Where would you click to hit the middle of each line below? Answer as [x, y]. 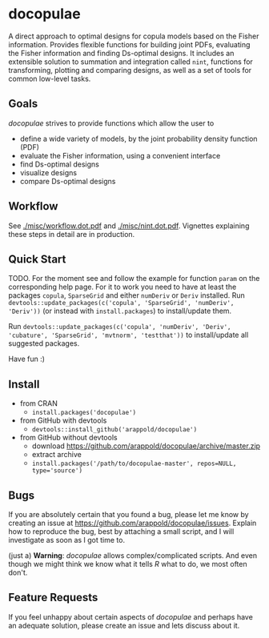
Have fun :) [27, 359]
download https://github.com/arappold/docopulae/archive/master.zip [146, 446]
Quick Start [37, 259]
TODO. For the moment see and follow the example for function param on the [134, 279]
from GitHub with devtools [63, 420]
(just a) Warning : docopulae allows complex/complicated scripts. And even [133, 556]
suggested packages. [44, 343]
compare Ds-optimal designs [68, 181]
